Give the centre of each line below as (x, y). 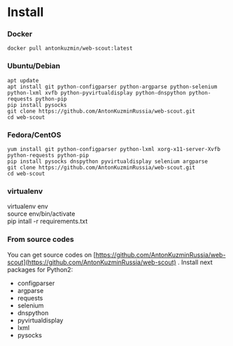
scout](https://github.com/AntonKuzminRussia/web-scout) (92, 262)
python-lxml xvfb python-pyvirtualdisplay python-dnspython (97, 93)
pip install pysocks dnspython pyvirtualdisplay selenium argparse (108, 161)
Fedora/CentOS (34, 135)
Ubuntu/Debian (34, 66)
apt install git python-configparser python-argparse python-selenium (112, 87)
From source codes (41, 240)
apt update (23, 80)
